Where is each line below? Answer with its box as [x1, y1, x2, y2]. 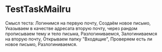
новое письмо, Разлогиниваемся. [5, 41, 77, 47]
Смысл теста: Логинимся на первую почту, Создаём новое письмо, [5, 20, 151, 26]
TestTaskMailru [5, 3, 71, 15]
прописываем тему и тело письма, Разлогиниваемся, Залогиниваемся [5, 30, 157, 36]
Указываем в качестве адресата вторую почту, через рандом [5, 25, 137, 31]
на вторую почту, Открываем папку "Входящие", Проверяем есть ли [5, 36, 152, 42]
